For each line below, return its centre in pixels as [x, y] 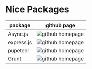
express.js [20, 42]
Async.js [18, 34]
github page [60, 25]
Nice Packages [37, 9]
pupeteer [19, 50]
